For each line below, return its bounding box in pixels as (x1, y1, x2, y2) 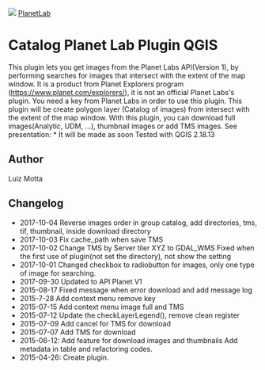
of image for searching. (19, 268, 97, 277)
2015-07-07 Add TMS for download (19, 327, 136, 337)
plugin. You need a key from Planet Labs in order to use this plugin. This (8, 96, 243, 105)
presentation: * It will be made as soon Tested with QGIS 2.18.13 (8, 129, 215, 139)
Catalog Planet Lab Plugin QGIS (8, 36, 218, 55)
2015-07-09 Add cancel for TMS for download (19, 319, 172, 328)
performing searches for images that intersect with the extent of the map (8, 71, 246, 80)
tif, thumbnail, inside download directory (19, 226, 152, 235)
